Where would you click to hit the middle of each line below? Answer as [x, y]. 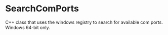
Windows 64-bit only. [28, 27]
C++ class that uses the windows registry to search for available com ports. [84, 22]
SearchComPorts [42, 9]
